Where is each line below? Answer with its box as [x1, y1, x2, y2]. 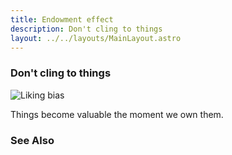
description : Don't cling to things [10, 24, 163, 34]
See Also [10, 133, 55, 147]
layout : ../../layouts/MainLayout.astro [10, 33, 182, 43]
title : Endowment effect [10, 14, 114, 25]
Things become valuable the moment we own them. [10, 108, 224, 120]
